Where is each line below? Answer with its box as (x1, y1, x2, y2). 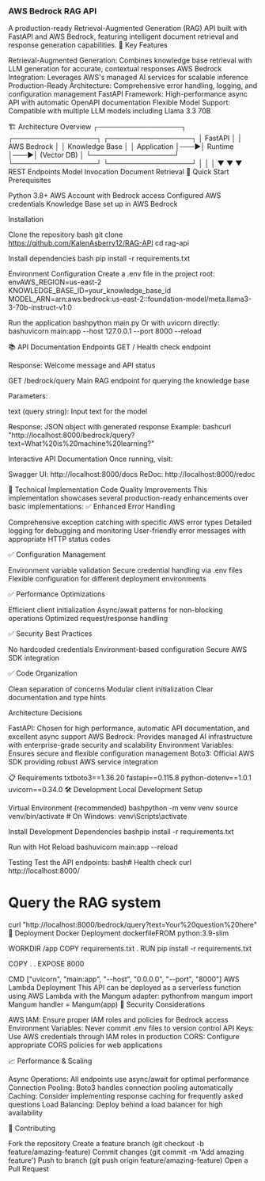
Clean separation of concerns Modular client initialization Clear (8, 684, 214, 694)
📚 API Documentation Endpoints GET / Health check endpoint (8, 342, 211, 352)
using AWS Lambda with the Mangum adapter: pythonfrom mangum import (8, 992, 253, 1001)
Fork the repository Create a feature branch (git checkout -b (8, 1139, 204, 1149)
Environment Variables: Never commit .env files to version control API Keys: (8, 1023, 255, 1033)
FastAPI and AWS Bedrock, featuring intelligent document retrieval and (8, 32, 239, 41)
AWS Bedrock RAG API (8, 6, 97, 17)
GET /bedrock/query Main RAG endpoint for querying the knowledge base (8, 376, 250, 386)
